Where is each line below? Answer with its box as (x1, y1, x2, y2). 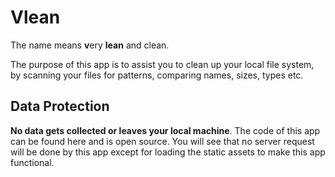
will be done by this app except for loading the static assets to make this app (10, 146, 326, 158)
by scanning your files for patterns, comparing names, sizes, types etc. (10, 69, 304, 81)
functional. (10, 156, 55, 168)
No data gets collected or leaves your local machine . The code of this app (10, 124, 321, 136)
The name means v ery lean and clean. (10, 39, 170, 51)
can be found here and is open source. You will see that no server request (10, 135, 315, 147)
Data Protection (10, 98, 110, 115)
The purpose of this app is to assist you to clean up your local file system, (10, 58, 315, 70)
